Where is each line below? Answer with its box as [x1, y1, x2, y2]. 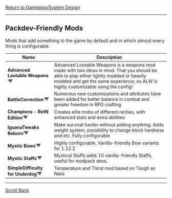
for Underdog [7, 171, 37, 177]
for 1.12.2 [54, 145, 76, 151]
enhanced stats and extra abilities [54, 115, 125, 121]
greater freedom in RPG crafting [54, 101, 121, 107]
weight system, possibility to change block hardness [54, 127, 165, 134]
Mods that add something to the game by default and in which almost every [5, 37, 165, 43]
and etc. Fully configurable [54, 133, 110, 139]
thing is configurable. [5, 43, 50, 49]
